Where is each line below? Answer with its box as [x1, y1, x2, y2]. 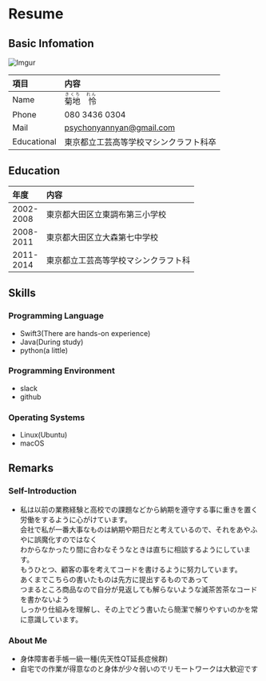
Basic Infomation [8, 37, 94, 50]
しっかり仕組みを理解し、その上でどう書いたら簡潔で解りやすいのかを [19, 604, 252, 614]
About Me [8, 635, 48, 646]
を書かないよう [19, 594, 69, 604]
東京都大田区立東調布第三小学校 [46, 208, 166, 220]
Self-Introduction [8, 485, 77, 497]
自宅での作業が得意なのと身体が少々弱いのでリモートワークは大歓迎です [19, 664, 258, 674]
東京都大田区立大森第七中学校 [46, 232, 158, 243]
